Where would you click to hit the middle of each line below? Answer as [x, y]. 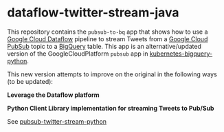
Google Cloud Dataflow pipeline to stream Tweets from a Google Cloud [108, 38]
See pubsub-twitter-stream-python [57, 121]
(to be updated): [30, 81]
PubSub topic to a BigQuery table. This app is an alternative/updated [104, 46]
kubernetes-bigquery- [181, 54]
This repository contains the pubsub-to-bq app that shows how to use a [108, 32]
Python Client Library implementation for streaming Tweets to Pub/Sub [111, 108]
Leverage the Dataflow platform [53, 95]
